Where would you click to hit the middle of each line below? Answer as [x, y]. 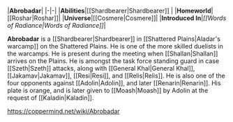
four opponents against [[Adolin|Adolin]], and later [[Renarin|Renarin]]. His [114, 83]
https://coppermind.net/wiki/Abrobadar [63, 111]
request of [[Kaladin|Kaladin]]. [51, 98]
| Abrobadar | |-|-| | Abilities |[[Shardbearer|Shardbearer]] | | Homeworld [109, 11]
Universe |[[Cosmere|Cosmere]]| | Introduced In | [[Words [145, 18]
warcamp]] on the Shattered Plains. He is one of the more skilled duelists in [115, 46]
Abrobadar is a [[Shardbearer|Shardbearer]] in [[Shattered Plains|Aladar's [114, 39]
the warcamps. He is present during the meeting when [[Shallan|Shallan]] [113, 53]
